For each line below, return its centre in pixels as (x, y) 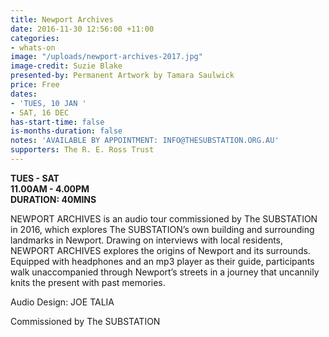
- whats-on (33, 47)
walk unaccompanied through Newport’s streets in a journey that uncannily (165, 272)
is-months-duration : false (66, 131)
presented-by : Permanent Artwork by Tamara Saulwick (122, 76)
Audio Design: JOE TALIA (62, 302)
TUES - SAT (35, 178)
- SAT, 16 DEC (40, 112)
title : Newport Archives (62, 19)
